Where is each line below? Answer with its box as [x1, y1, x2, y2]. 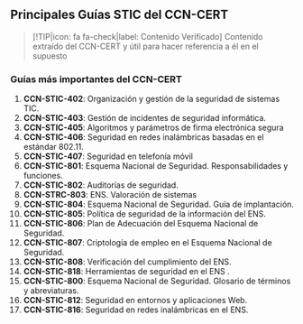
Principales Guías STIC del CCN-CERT [10, 7, 229, 23]
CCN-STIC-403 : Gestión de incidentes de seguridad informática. [23, 113, 267, 124]
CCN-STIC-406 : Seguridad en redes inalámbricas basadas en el [23, 132, 264, 143]
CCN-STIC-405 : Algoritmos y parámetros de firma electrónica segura [23, 122, 284, 134]
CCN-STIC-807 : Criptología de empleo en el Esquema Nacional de [23, 237, 273, 248]
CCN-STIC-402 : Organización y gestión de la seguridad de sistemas [23, 94, 280, 105]
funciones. [23, 171, 64, 181]
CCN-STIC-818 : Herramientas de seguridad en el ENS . [23, 266, 230, 277]
